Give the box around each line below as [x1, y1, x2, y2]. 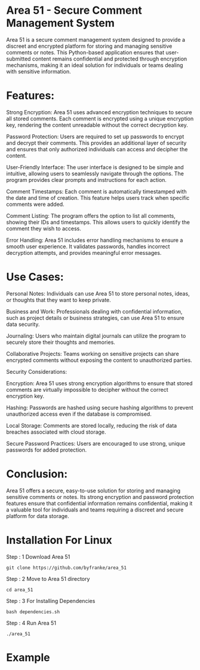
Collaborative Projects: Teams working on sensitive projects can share [6, 350, 179, 357]
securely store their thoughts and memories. [6, 339, 115, 346]
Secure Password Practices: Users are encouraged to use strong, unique [6, 440, 186, 447]
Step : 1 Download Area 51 [6, 553, 70, 560]
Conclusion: [6, 467, 68, 480]
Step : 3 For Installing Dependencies [6, 597, 96, 604]
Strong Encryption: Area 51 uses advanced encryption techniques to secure [6, 108, 192, 115]
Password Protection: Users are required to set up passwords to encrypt [6, 133, 184, 140]
